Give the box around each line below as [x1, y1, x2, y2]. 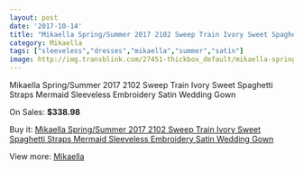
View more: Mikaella [9, 151, 85, 162]
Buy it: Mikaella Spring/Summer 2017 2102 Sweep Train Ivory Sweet [9, 124, 262, 135]
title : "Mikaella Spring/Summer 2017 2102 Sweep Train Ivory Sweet [9, 30, 269, 39]
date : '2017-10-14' [9, 22, 83, 31]
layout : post [9, 13, 59, 22]
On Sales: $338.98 [9, 107, 81, 117]
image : [9, 55, 34, 64]
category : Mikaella [9, 38, 83, 48]
